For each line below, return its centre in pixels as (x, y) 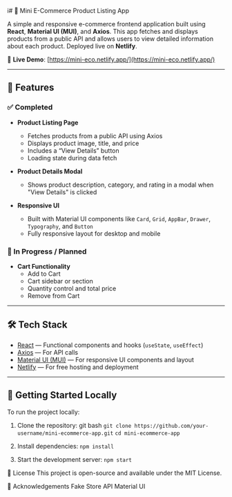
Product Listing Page (48, 122)
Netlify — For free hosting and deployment (78, 367)
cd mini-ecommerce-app (147, 433)
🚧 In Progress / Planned (47, 251)
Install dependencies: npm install (65, 446)
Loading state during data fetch (72, 158)
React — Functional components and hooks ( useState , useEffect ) (110, 345)
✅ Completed (30, 107)
